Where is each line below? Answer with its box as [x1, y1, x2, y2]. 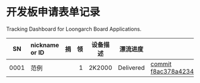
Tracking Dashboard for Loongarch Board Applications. [6, 25, 142, 33]
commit [151, 60, 171, 68]
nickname [30, 41, 60, 49]
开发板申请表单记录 [6, 5, 101, 19]
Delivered [118, 63, 145, 72]
